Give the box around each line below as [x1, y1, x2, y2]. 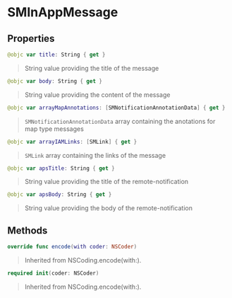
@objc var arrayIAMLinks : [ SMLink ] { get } [7, 138, 138, 145]
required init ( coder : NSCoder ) [7, 270, 99, 277]
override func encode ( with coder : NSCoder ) [7, 243, 138, 251]
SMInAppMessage [7, 4, 118, 21]
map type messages [24, 125, 85, 133]
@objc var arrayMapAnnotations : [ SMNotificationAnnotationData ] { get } [7, 104, 226, 111]
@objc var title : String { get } [7, 51, 106, 58]
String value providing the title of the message [24, 64, 159, 72]
